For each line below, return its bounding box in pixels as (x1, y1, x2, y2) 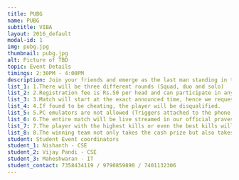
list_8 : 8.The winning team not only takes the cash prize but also (7, 129, 215, 136)
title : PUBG (7, 10, 43, 18)
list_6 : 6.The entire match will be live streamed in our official (7, 116, 212, 123)
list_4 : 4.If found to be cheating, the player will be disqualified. (7, 103, 221, 110)
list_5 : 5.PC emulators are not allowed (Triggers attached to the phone (7, 109, 231, 116)
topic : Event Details (7, 63, 72, 70)
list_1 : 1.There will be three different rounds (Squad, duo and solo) (7, 83, 224, 90)
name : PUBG (7, 17, 40, 24)
